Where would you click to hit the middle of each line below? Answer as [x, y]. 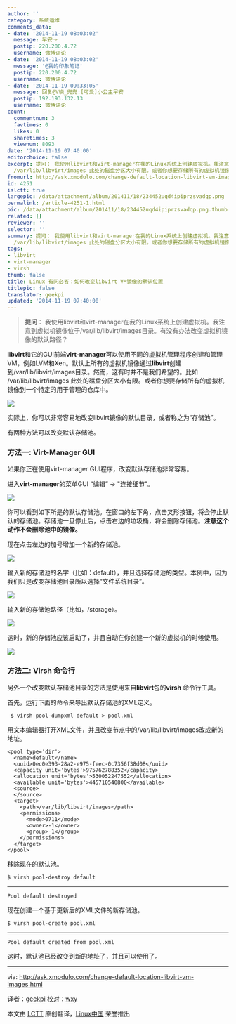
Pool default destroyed [42, 896]
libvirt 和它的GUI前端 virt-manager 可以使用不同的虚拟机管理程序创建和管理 [115, 355]
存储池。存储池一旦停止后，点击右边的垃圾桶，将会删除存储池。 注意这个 [124, 521]
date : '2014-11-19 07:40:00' [50, 151]
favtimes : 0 [31, 125]
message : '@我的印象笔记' [48, 66]
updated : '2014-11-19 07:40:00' [54, 301]
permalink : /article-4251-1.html [56, 203]
